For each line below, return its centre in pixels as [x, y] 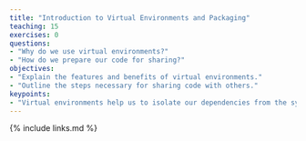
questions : [30, 43]
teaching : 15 [34, 26]
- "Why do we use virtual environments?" [89, 52]
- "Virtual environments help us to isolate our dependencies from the [148, 102]
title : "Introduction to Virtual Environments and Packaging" [130, 18]
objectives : [32, 69]
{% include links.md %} [54, 128]
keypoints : [30, 94]
